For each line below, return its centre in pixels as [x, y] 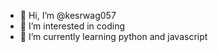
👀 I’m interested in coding [72, 26]
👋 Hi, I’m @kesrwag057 [68, 15]
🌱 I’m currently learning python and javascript [113, 36]
